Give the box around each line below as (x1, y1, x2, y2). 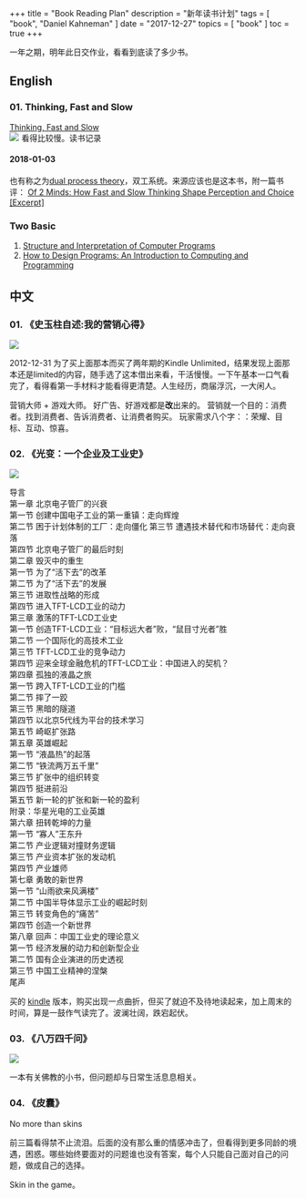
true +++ (9, 28, 44, 38)
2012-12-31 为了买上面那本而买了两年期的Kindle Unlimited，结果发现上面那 (9, 357, 291, 368)
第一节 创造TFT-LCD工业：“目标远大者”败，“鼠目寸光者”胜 (9, 623, 228, 635)
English (9, 74, 53, 89)
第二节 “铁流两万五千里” (9, 760, 99, 772)
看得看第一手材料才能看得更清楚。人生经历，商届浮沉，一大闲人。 (33, 380, 280, 391)
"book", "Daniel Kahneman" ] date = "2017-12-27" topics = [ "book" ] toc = (9, 18, 290, 29)
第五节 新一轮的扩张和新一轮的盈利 (9, 794, 139, 805)
